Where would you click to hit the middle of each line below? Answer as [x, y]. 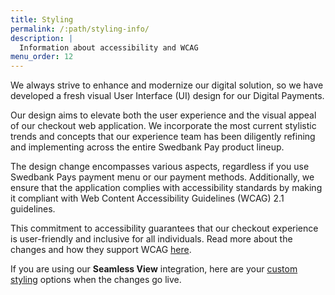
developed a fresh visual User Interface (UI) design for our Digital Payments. [167, 96]
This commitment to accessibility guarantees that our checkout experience [164, 228]
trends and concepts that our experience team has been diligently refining [163, 137]
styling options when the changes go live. [96, 280]
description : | [42, 38]
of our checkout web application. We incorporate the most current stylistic [163, 126]
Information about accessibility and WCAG [109, 47]
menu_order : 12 [42, 57]
